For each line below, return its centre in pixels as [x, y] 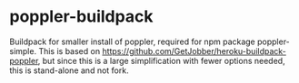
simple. [23, 51]
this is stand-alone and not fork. [69, 70]
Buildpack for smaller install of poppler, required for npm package [133, 41]
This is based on [70, 51]
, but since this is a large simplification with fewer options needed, [161, 60]
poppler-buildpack [81, 17]
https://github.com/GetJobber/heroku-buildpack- [194, 51]
